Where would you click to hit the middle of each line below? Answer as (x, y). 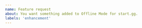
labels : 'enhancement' (28, 18)
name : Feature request (28, 9)
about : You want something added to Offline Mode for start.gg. (71, 14)
